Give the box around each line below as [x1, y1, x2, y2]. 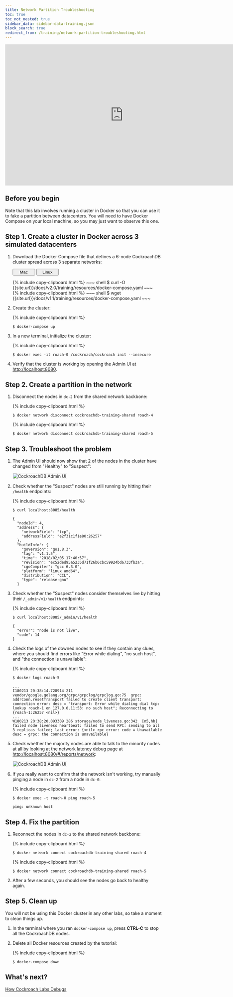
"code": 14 [17, 632, 40, 637]
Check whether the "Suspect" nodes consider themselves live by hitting [12, 591, 160, 597]
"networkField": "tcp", [21, 529, 71, 535]
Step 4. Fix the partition [5, 818, 80, 826]
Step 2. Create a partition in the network [5, 381, 132, 389]
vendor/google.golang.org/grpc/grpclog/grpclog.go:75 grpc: [12, 693, 142, 698]
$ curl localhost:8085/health [12, 508, 76, 513]
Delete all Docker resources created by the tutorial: [12, 940, 117, 946]
